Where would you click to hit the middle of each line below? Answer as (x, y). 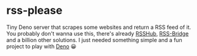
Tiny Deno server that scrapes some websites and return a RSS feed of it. (99, 27)
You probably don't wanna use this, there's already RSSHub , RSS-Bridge (98, 33)
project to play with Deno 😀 (41, 46)
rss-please (34, 11)
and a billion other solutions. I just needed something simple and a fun (94, 40)
